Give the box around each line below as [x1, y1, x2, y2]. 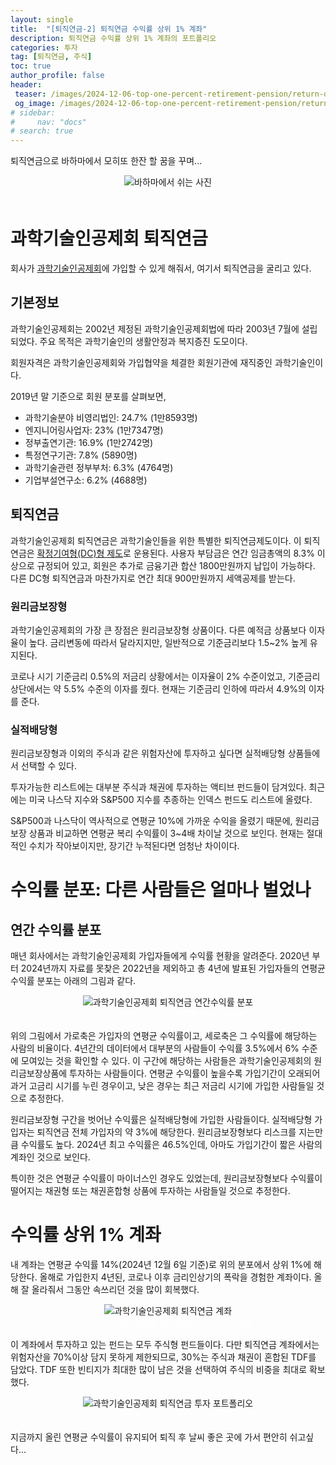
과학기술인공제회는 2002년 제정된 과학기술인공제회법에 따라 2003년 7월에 [10, 322, 300, 335]
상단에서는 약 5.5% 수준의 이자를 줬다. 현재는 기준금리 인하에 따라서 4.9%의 [10, 682, 307, 695]
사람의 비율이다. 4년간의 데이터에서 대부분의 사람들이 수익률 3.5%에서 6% [10, 1042, 300, 1055]
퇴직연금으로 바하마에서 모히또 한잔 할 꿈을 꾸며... [10, 155, 203, 167]
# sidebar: [10, 107, 56, 118]
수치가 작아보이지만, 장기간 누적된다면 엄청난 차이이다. [28, 840, 240, 852]
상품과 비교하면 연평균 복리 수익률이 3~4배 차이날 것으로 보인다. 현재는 [28, 827, 305, 840]
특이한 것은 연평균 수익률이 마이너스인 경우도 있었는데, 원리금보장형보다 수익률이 [10, 1172, 323, 1185]
